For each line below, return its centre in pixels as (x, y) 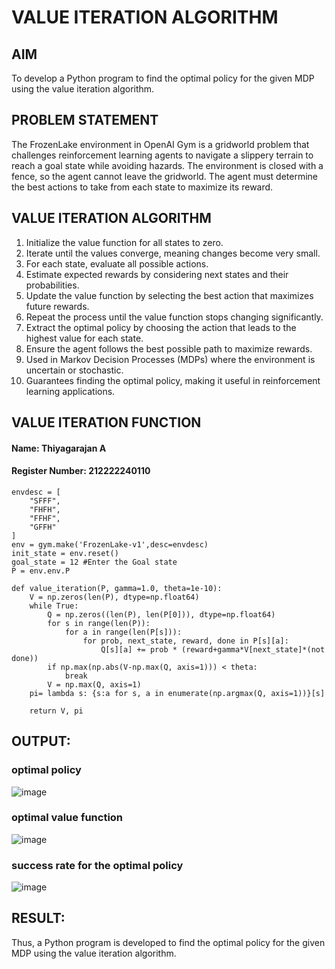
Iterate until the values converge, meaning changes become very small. (173, 253)
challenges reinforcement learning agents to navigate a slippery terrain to (162, 155)
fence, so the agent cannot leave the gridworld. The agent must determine (165, 176)
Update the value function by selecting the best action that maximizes (169, 295)
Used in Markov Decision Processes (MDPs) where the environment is (170, 359)
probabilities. (52, 285)
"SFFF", (45, 501)
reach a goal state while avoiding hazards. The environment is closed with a (167, 165)
